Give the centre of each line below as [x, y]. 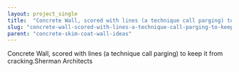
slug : [15, 27]
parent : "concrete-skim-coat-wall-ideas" [70, 34]
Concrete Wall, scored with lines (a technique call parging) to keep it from [115, 54]
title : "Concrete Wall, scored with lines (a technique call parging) [116, 20]
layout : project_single [43, 14]
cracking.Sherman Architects [50, 61]
